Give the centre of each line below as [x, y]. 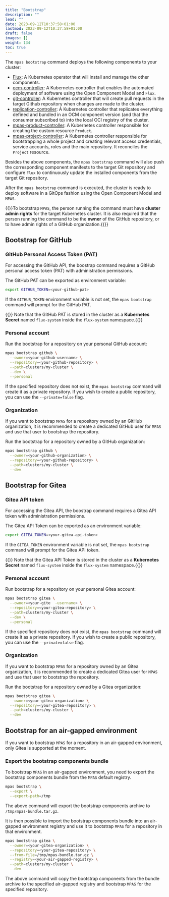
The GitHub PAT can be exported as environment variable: [66, 281]
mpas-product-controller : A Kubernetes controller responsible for [80, 125]
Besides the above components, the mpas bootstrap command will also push [85, 161]
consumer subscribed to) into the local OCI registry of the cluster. [81, 120]
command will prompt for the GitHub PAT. [48, 305]
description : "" [22, 15]
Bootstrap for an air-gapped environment [71, 730]
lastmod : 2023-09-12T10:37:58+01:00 [44, 29]
